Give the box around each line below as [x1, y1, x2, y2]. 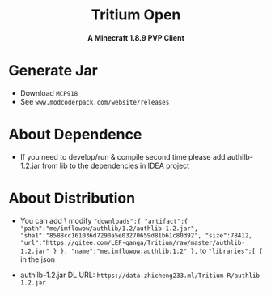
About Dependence [8, 125, 142, 143]
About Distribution [8, 189, 136, 207]
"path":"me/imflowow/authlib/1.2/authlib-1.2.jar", [19, 224, 198, 233]
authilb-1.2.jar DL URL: [19, 270, 95, 280]
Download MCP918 [19, 88, 78, 98]
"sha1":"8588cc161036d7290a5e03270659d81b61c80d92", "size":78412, [19, 231, 252, 240]
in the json [19, 254, 55, 264]
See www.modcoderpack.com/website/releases [19, 96, 170, 106]
